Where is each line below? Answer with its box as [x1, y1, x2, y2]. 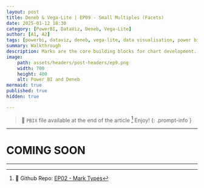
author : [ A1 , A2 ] [6, 32, 50, 38]
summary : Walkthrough [6, 43, 61, 49]
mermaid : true [6, 82, 42, 89]
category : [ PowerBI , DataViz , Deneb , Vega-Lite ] [6, 25, 132, 32]
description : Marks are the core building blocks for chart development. [6, 49, 197, 55]
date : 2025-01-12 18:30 [6, 20, 67, 26]
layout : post [6, 8, 39, 15]
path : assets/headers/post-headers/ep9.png [17, 59, 129, 65]
